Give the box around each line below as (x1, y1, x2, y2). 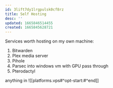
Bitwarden (12, 48, 33, 54)
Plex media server (12, 53, 48, 59)
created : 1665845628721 (5, 25, 53, 30)
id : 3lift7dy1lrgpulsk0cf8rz (5, 7, 64, 12)
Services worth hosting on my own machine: (5, 38, 94, 44)
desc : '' (5, 16, 23, 21)
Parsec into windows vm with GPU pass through (12, 63, 109, 69)
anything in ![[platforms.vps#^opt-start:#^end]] (5, 78, 99, 84)
